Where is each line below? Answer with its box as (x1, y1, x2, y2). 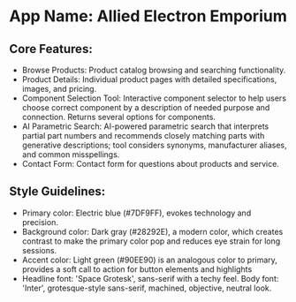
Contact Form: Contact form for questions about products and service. (21, 159, 280, 169)
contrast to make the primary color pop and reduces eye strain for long (21, 236, 281, 246)
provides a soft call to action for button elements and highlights (21, 263, 253, 275)
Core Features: (9, 42, 93, 57)
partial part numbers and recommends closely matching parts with (21, 131, 265, 140)
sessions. (21, 245, 57, 255)
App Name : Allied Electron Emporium (9, 6, 287, 26)
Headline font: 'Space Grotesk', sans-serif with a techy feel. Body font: (21, 273, 279, 283)
